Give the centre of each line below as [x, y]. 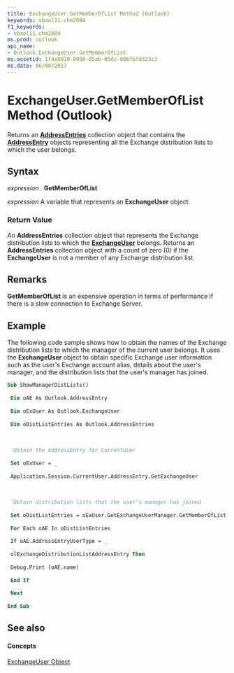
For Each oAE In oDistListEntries [60, 528]
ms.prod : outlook [32, 40]
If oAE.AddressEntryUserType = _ [59, 541]
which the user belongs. [42, 149]
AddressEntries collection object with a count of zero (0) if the [98, 250]
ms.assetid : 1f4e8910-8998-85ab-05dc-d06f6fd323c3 [82, 59]
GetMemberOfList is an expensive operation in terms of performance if [110, 296]
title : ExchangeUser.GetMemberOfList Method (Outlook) [89, 14]
